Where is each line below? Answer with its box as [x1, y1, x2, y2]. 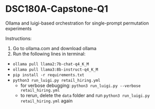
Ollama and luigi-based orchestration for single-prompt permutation [5, 20, 149, 26]
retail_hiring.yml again [20, 98, 73, 104]
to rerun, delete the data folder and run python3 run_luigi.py [20, 92, 150, 98]
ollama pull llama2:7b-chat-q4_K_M [12, 61, 89, 67]
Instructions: [5, 35, 32, 41]
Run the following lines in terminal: [12, 51, 86, 57]
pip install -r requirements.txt [12, 72, 85, 77]
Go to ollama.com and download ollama [12, 45, 96, 51]
